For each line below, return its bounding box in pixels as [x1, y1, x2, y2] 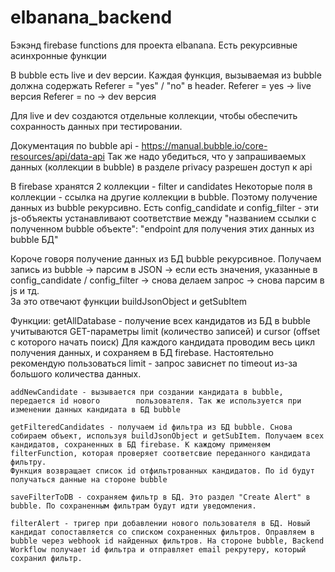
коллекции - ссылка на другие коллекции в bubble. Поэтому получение [10, 191, 318, 203]
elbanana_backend [10, 6, 173, 29]
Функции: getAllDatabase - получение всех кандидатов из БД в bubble [10, 314, 311, 326]
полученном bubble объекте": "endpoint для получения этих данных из [10, 222, 315, 235]
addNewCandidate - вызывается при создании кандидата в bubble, [10, 387, 284, 397]
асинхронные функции [10, 49, 107, 61]
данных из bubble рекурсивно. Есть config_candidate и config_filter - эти [10, 201, 320, 213]
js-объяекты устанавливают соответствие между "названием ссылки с [10, 212, 317, 224]
